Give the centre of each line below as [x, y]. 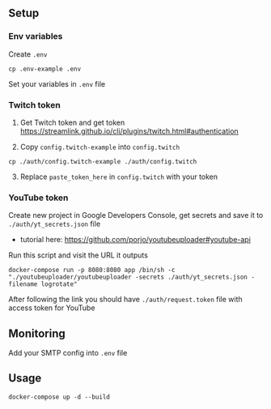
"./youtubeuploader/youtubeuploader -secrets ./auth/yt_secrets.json [128, 277]
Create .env [28, 54]
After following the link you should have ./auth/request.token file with [125, 300]
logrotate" [59, 284]
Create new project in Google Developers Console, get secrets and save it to [136, 215]
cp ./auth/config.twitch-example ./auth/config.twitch [103, 161]
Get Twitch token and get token [72, 122]
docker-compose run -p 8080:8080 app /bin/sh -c [92, 271]
